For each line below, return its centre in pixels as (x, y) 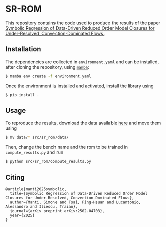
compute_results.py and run (34, 152)
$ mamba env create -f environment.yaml (48, 76)
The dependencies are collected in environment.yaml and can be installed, (82, 62)
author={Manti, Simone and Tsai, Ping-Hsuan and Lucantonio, (75, 202)
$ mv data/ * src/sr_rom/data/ (37, 137)
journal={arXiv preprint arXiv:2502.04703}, (57, 211)
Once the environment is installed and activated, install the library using (79, 86)
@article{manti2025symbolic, (36, 189)
